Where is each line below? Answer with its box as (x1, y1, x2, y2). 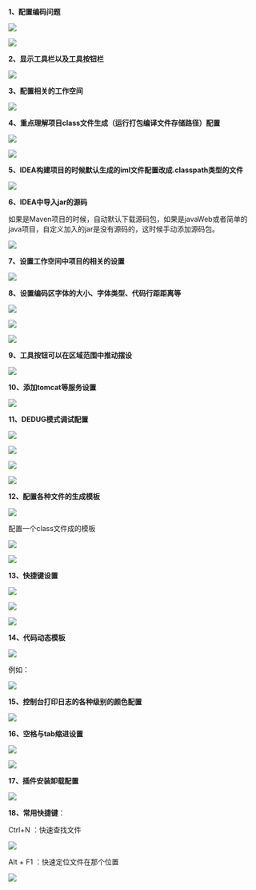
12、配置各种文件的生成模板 (8, 492, 100, 501)
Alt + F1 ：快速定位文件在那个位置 (8, 857, 119, 867)
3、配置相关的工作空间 (8, 87, 84, 95)
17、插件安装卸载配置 (8, 776, 79, 785)
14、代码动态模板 (8, 633, 66, 642)
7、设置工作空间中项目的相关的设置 (8, 256, 126, 266)
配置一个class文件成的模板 (8, 524, 96, 533)
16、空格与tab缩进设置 (8, 729, 84, 739)
